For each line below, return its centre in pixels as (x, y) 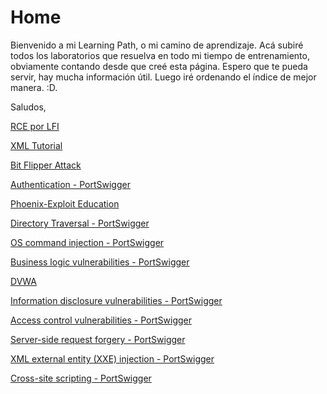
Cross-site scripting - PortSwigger (81, 378)
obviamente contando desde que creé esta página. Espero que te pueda (159, 66)
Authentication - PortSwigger (70, 184)
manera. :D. (34, 87)
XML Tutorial (36, 145)
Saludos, (28, 107)
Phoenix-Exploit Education (65, 203)
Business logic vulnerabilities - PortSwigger (100, 262)
